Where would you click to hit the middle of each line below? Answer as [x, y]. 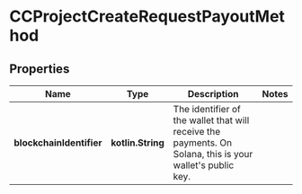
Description [213, 94]
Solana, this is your [213, 154]
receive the [197, 132]
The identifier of [207, 109]
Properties [40, 69]
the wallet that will [211, 120]
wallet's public [204, 165]
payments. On [202, 143]
